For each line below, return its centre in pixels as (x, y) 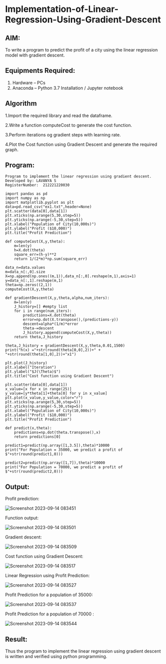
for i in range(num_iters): (43, 311)
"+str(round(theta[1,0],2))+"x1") (41, 355)
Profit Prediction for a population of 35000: (49, 595)
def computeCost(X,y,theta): (35, 241)
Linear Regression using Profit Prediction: (48, 576)
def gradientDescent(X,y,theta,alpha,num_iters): (57, 298)
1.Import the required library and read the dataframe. (59, 116)
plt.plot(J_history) (27, 363)
